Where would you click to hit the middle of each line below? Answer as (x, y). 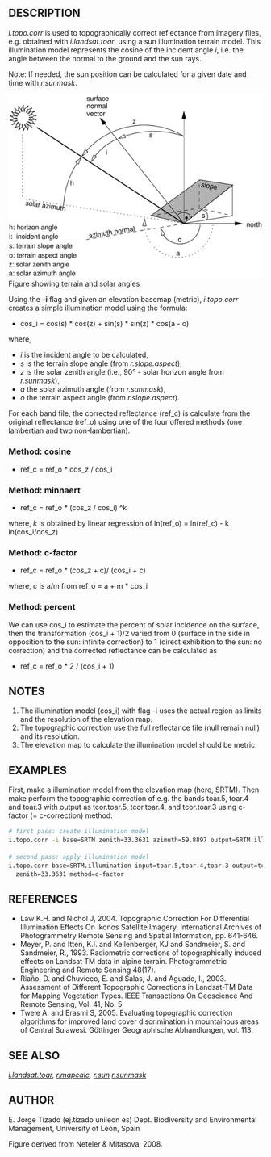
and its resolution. (50, 736)
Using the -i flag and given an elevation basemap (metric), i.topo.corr (123, 300)
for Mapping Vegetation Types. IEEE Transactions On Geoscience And (136, 996)
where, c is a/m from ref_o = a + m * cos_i (78, 586)
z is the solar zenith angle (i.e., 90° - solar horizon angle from (122, 372)
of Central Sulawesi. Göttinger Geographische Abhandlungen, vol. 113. (137, 1030)
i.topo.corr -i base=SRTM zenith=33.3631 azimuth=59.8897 (108, 840)
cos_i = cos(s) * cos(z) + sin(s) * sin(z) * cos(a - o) (104, 324)
